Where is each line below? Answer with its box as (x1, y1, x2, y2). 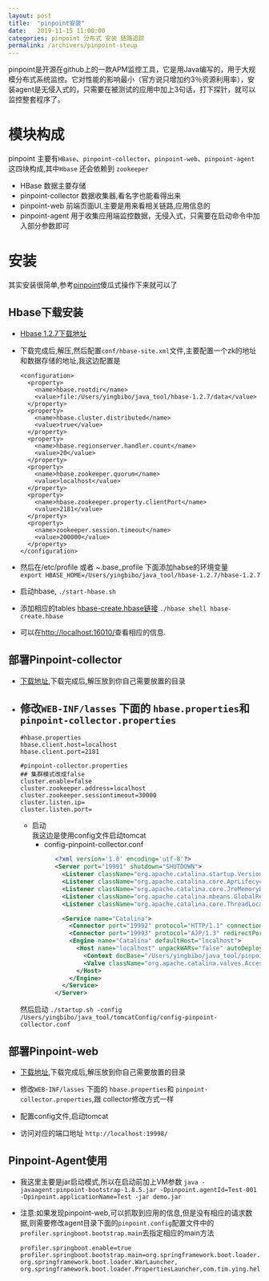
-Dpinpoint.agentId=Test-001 (159, 1186, 258, 1194)
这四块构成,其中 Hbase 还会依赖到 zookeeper (8, 164, 150, 173)
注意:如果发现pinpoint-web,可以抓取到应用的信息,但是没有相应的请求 (19, 1208, 246, 1218)
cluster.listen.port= (19, 805, 92, 814)
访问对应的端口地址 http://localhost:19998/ (19, 1129, 168, 1137)
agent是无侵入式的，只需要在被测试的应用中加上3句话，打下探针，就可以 (14, 85, 256, 95)
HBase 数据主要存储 (19, 181, 86, 191)
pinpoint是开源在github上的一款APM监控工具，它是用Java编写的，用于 (8, 65, 242, 75)
